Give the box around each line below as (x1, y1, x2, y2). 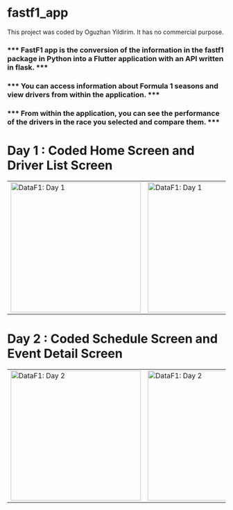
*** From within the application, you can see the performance (7, 108, 220, 118)
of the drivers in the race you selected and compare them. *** (7, 117, 220, 126)
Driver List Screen (7, 158, 113, 173)
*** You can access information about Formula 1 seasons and (7, 81, 218, 91)
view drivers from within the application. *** (7, 90, 160, 99)
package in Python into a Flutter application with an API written (7, 53, 224, 63)
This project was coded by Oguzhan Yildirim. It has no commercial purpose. (7, 28, 224, 36)
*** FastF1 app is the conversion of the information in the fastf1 (7, 45, 224, 55)
